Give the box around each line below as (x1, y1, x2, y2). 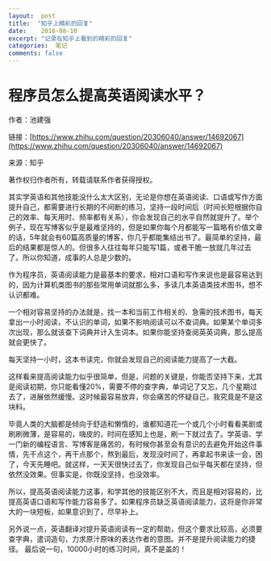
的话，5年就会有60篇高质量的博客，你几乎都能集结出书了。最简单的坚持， (8, 232, 255, 242)
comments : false (8, 49, 63, 57)
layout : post (8, 11, 56, 20)
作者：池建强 (8, 115, 51, 124)
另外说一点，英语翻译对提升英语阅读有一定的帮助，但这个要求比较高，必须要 (8, 524, 263, 534)
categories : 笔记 (8, 42, 68, 50)
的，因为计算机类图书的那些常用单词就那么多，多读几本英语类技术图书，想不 (8, 279, 263, 289)
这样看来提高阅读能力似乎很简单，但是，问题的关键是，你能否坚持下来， (8, 371, 248, 381)
